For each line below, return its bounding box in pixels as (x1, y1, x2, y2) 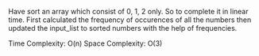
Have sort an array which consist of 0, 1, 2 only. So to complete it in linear (8, 7, 249, 16)
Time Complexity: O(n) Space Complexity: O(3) (8, 39, 163, 48)
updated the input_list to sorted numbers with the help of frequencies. (8, 24, 238, 32)
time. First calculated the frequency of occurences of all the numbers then (8, 15, 252, 24)
